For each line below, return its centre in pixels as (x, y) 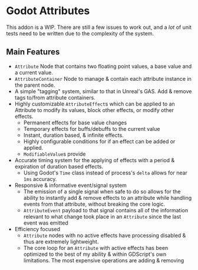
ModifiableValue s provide (55, 154)
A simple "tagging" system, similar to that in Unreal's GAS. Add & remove (103, 91)
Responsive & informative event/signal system (70, 185)
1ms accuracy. (40, 179)
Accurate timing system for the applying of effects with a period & (95, 160)
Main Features (33, 52)
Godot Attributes (48, 11)
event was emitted (46, 223)
